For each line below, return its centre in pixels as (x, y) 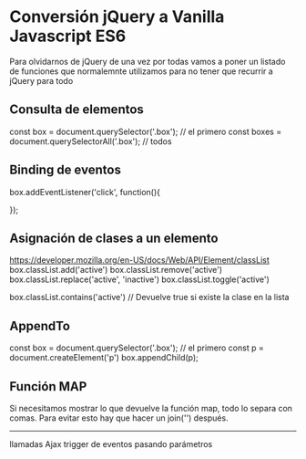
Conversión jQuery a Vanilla (117, 17)
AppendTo (40, 326)
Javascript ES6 (68, 36)
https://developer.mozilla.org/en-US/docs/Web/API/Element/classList (140, 260)
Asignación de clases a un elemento (114, 238)
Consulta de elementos (76, 110)
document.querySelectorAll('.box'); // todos (91, 141)
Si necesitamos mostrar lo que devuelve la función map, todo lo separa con (151, 408)
